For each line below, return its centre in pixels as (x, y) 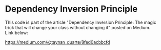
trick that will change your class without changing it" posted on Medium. (78, 27)
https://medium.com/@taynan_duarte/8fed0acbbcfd (58, 42)
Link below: (17, 33)
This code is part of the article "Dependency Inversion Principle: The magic (81, 22)
